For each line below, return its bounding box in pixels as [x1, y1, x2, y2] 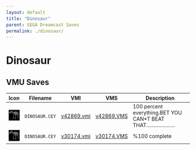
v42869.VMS [95, 112, 128, 120]
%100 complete [132, 132, 172, 140]
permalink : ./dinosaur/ [6, 28, 64, 34]
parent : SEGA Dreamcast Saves [6, 22, 80, 28]
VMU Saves [6, 77, 50, 87]
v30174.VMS [95, 132, 128, 140]
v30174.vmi [61, 132, 91, 140]
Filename [29, 94, 52, 101]
